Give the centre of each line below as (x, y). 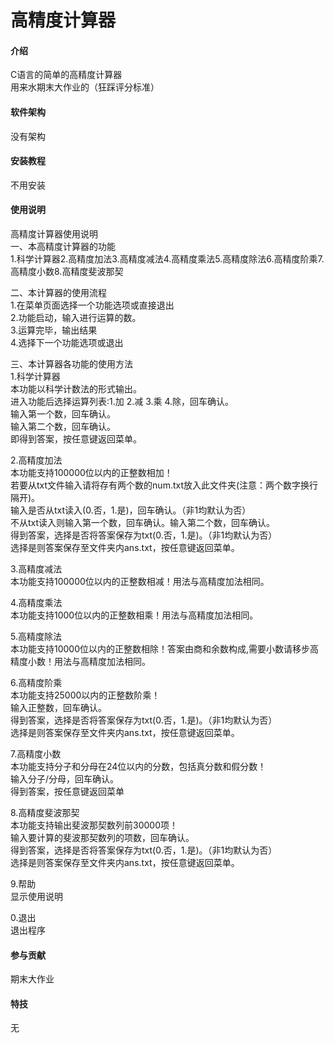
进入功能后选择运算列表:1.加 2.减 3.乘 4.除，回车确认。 (122, 401)
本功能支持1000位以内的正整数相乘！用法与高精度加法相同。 (134, 615)
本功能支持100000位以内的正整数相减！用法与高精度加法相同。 (140, 581)
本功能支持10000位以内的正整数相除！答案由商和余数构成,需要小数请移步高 (165, 649)
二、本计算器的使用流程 (58, 292)
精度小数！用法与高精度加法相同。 (80, 661)
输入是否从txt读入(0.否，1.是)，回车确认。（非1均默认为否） (131, 510)
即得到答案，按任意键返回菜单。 (76, 439)
